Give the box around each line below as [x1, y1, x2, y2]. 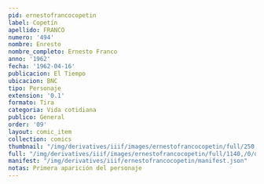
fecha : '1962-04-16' [8, 63, 76, 70]
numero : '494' [8, 33, 55, 41]
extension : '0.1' [8, 92, 65, 99]
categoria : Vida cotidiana [8, 106, 97, 114]
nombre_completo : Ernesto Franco [8, 48, 118, 56]
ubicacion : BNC [8, 77, 58, 85]
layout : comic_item [8, 128, 72, 135]
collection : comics [8, 135, 72, 143]
